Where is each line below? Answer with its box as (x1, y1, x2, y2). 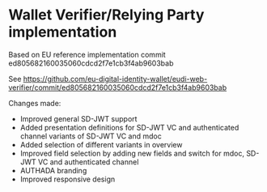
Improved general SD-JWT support (19, 113, 138, 123)
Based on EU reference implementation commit (8, 49, 166, 59)
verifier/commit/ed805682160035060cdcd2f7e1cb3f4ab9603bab (8, 83, 227, 92)
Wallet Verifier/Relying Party (8, 6, 205, 24)
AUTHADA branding (19, 165, 87, 175)
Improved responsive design (19, 174, 116, 184)
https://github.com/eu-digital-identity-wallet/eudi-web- (23, 74, 208, 83)
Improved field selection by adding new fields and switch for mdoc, (19, 148, 245, 158)
